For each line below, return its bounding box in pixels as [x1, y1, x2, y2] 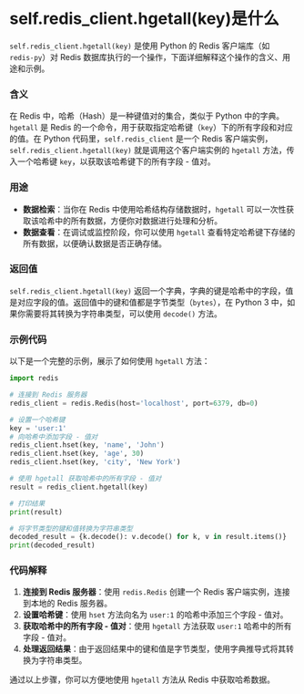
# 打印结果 [9, 499, 46, 508]
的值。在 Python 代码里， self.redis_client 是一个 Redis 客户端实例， [9, 133, 273, 144]
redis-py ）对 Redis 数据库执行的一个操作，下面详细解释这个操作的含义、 [9, 51, 283, 62]
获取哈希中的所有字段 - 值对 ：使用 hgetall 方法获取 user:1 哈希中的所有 [22, 621, 292, 632]
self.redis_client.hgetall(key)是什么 [9, 8, 279, 29]
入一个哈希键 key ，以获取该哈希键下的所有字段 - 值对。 [9, 156, 216, 167]
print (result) [9, 507, 64, 516]
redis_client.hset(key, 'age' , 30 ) [9, 449, 145, 459]
